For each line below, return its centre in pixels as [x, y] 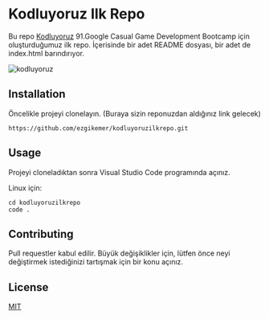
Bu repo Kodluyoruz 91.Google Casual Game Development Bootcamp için [129, 36]
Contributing [41, 234]
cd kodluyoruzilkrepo [45, 202]
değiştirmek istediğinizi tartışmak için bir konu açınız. [96, 262]
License [29, 287]
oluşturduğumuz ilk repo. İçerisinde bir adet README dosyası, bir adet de [130, 44]
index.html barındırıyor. [47, 53]
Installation [37, 94]
